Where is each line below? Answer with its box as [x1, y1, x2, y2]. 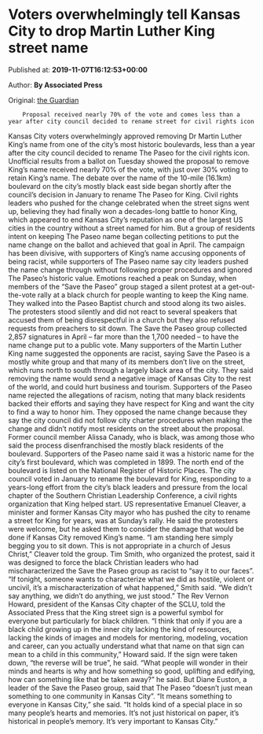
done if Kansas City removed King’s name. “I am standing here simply [8, 533, 233, 542]
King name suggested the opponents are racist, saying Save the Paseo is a [8, 349, 250, 358]
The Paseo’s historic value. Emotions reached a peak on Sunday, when [8, 273, 237, 282]
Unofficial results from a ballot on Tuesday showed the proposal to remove [8, 156, 250, 166]
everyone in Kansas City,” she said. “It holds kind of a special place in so [8, 699, 243, 709]
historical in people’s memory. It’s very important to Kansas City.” [8, 716, 218, 725]
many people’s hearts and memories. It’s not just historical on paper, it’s [8, 708, 239, 717]
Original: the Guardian [8, 95, 79, 105]
